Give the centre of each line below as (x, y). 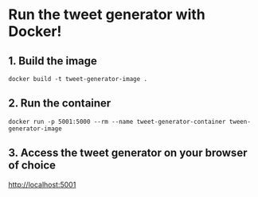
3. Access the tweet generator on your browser (128, 153)
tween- (240, 122)
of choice (32, 166)
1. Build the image (53, 61)
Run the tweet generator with (107, 15)
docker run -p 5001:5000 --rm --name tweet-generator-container (117, 122)
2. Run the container (60, 104)
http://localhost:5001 (42, 184)
